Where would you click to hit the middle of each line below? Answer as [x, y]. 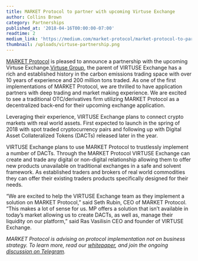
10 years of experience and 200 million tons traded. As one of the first [91, 80]
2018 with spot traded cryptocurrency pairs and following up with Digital [94, 129]
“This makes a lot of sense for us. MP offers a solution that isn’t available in [97, 208]
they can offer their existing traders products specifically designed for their [97, 178]
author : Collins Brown [34, 17]
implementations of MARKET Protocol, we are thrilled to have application [94, 86]
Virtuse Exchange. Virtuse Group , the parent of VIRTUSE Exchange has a [94, 67]
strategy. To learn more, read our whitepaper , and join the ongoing [87, 245]
